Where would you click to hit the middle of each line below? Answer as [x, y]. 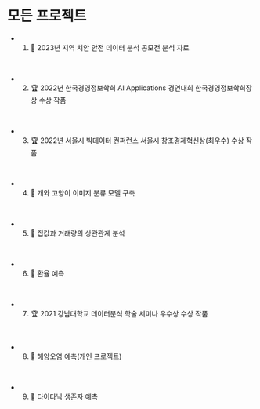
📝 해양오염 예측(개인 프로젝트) [76, 356]
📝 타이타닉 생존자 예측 [64, 396]
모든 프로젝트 [47, 16]
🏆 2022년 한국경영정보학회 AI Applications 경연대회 [112, 88]
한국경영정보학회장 [223, 88]
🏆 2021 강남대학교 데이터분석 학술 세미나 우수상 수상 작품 [119, 313]
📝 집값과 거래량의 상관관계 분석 [78, 233]
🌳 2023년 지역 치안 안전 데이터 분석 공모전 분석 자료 [110, 47]
